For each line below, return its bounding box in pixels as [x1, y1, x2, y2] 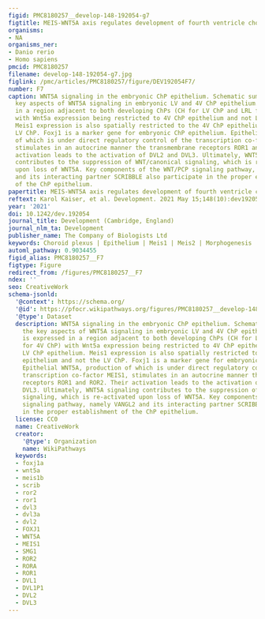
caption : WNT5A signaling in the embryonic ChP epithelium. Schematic [8, 92, 245, 100]
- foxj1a [15, 460, 44, 467]
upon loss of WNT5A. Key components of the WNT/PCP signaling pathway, [15, 166, 256, 174]
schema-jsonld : [8, 291, 58, 298]
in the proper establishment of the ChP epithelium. [22, 408, 200, 416]
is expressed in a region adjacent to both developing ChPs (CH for [22, 335, 252, 343]
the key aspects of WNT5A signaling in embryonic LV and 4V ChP [22, 327, 238, 336]
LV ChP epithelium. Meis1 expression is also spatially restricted [22, 349, 248, 358]
